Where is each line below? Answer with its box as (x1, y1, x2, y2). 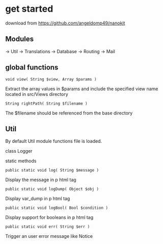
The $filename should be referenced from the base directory (5, 110, 133, 116)
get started (5, 3, 53, 15)
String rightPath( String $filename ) (5, 101, 88, 106)
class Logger (5, 148, 33, 154)
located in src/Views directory (5, 91, 69, 97)
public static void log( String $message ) (5, 168, 99, 173)
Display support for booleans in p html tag (5, 214, 94, 221)
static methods (5, 158, 37, 164)
